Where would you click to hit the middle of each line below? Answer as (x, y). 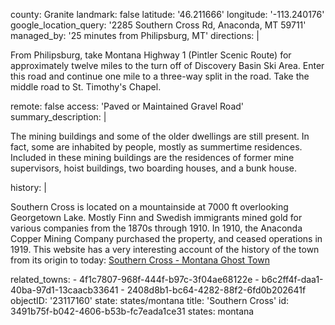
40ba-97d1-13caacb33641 (64, 290)
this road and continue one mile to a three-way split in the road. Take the (160, 76)
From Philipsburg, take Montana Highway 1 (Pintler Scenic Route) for (151, 55)
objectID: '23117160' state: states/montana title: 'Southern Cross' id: (150, 300)
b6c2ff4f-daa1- (292, 279)
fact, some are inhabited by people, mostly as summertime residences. (156, 147)
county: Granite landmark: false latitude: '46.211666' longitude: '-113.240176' (167, 14)
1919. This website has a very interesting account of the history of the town (165, 249)
